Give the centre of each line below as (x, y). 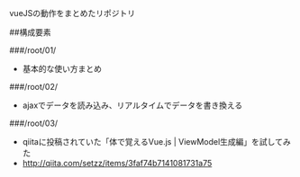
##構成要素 (30, 32)
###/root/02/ (34, 87)
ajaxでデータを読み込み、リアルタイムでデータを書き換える (132, 105)
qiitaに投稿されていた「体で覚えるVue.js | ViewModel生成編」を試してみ (156, 142)
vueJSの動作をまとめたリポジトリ (73, 13)
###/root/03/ (34, 123)
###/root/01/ (33, 50)
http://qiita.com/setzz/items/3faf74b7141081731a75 (117, 163)
